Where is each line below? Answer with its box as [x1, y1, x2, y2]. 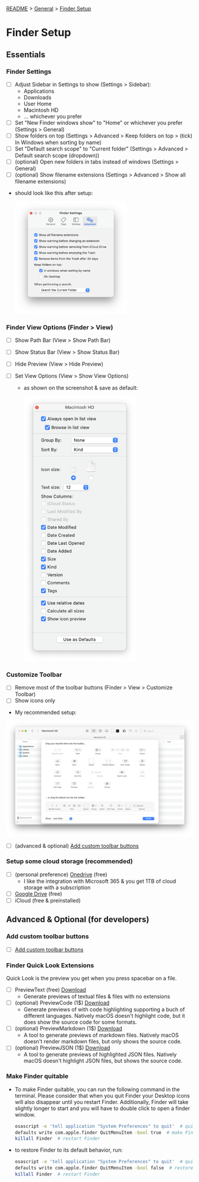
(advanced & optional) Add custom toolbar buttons [14, 842, 139, 849]
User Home [23, 100, 52, 107]
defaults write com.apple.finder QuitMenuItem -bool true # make [14, 1130, 183, 1136]
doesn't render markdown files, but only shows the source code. [23, 1038, 182, 1045]
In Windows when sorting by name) [14, 139, 102, 146]
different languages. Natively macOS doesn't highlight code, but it [23, 1012, 185, 1020]
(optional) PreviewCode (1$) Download [14, 999, 110, 1007]
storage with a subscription [23, 883, 91, 891]
